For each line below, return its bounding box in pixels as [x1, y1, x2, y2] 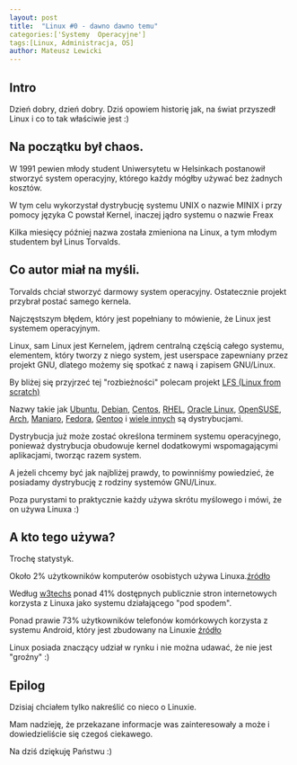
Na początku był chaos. [9, 139, 144, 155]
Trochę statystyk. [9, 554, 74, 565]
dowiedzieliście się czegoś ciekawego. [9, 729, 153, 740]
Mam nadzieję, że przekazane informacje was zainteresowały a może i [9, 719, 270, 730]
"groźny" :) [9, 652, 50, 663]
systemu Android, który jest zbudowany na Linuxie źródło [9, 625, 222, 636]
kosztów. [9, 182, 42, 193]
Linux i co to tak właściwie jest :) [9, 113, 130, 124]
